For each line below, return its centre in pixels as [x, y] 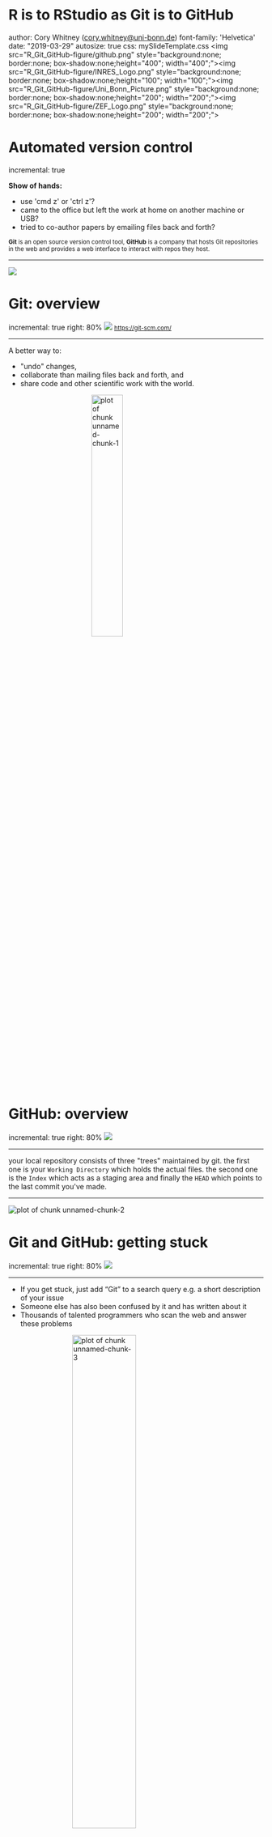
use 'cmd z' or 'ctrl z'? [57, 201]
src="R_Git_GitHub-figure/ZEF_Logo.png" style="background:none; [121, 106]
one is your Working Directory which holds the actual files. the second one [133, 1169]
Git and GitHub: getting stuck [108, 1242]
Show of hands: [35, 185]
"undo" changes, [48, 366]
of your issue [42, 1298]
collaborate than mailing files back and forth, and [102, 375]
